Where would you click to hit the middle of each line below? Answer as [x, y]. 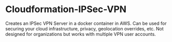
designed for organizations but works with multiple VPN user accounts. [81, 34]
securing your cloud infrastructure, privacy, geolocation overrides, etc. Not [84, 28]
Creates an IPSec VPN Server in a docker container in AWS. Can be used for [86, 23]
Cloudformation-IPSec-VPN [66, 9]
